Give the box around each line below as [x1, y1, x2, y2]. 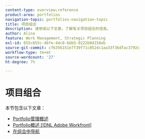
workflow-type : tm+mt [5, 50, 51, 55]
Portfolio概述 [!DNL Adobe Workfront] [12, 122, 92, 128]
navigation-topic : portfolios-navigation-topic [5, 17, 108, 22]
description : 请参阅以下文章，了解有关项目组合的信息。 [5, 26, 111, 31]
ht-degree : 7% [5, 59, 36, 64]
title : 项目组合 [5, 21, 37, 27]
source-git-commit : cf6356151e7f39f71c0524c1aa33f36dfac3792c [5, 45, 140, 50]
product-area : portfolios [5, 12, 60, 17]
